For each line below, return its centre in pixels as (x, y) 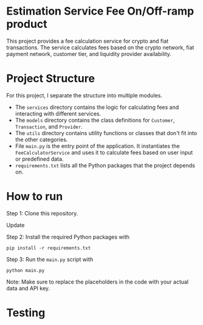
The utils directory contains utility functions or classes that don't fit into (106, 133)
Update (16, 225)
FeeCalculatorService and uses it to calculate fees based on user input (104, 152)
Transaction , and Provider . (49, 127)
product (27, 24)
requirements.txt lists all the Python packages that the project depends (105, 165)
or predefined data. (39, 159)
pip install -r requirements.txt (49, 248)
